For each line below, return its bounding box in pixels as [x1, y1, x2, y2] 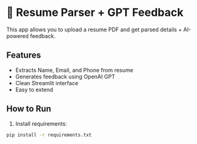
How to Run [6, 104, 52, 114]
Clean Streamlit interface [15, 79, 79, 86]
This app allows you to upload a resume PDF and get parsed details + [6, 26, 182, 33]
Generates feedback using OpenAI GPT [15, 73, 115, 80]
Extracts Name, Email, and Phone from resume [15, 66, 134, 74]
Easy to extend [15, 86, 53, 93]
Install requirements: [15, 119, 68, 127]
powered [6, 32, 29, 39]
